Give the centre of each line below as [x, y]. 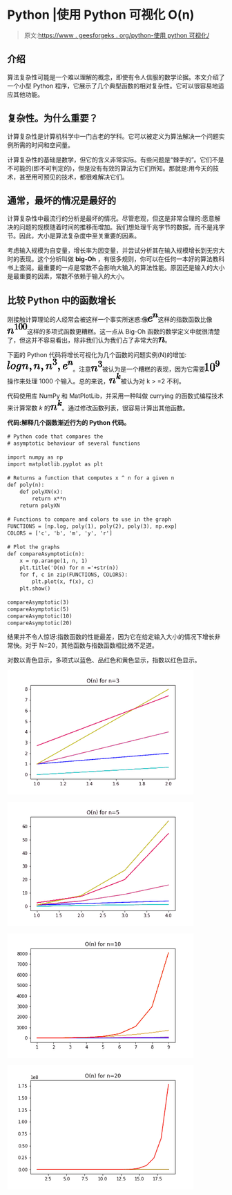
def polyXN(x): [41, 492]
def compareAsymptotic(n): [46, 554]
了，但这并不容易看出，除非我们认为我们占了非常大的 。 [89, 341]
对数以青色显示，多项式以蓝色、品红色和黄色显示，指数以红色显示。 [104, 660]
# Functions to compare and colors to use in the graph [89, 519]
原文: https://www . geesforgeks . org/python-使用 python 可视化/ [117, 35]
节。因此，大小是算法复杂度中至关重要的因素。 [74, 236]
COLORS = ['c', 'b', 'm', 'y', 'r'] [60, 533]
